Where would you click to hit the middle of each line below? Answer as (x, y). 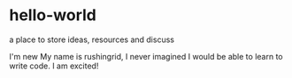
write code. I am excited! (54, 66)
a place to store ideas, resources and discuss (92, 39)
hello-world (53, 15)
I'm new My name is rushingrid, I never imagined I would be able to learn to (146, 56)
